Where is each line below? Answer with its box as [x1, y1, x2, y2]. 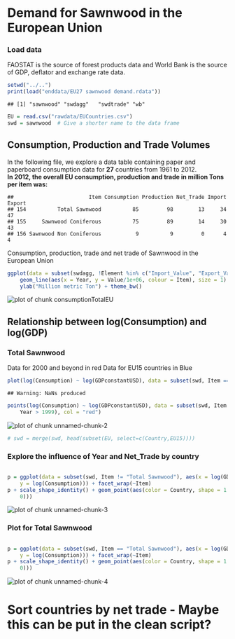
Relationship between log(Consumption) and [7, 315, 207, 327]
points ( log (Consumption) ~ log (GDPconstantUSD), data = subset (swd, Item [7, 401, 227, 409]
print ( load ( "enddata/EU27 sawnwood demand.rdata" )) [7, 88, 161, 95]
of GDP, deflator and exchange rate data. [7, 68, 126, 76]
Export [7, 200, 27, 207]
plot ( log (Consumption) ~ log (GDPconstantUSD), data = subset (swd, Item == [7, 377, 230, 385]
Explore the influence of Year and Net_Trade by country [7, 451, 199, 461]
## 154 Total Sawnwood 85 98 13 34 [7, 205, 227, 213]
